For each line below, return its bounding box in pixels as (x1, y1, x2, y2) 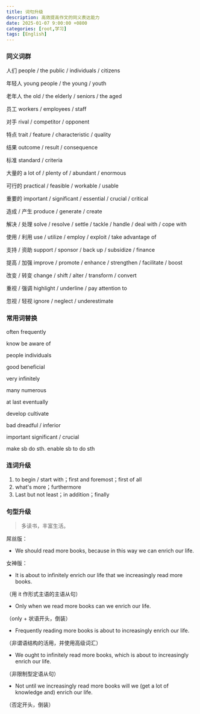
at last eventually (6, 398, 48, 406)
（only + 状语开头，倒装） (6, 615, 71, 622)
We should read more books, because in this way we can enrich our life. (14, 547, 195, 554)
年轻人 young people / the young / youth (6, 80, 107, 87)
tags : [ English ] (6, 31, 47, 37)
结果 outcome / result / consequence (6, 144, 98, 151)
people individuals (6, 351, 52, 359)
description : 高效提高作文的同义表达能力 (6, 14, 100, 20)
